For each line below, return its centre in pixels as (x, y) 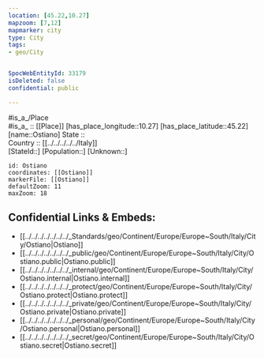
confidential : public (44, 88)
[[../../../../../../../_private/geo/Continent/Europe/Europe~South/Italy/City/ (136, 303)
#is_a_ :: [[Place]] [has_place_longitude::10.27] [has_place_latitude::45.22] (128, 126)
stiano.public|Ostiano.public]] (67, 262)
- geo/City (26, 52)
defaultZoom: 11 (35, 187)
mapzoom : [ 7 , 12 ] (35, 23)
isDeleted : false (37, 81)
